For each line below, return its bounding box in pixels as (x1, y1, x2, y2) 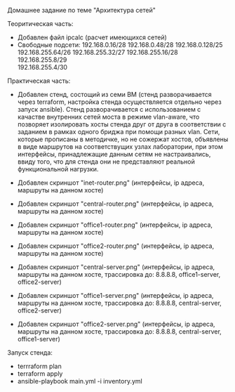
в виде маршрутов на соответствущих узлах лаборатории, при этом (17, 143, 223, 150)
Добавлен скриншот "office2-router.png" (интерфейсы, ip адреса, (17, 242, 215, 250)
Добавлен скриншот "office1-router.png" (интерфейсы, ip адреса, (17, 221, 213, 229)
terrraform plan (17, 362, 62, 370)
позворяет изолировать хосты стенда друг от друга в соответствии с (17, 120, 227, 129)
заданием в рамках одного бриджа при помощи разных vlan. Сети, (17, 128, 220, 136)
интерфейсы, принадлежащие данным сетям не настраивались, (17, 150, 211, 158)
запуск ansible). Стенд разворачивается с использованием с (17, 105, 201, 113)
